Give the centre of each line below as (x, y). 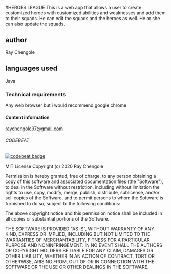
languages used (31, 69)
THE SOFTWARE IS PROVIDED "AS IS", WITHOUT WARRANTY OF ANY (80, 229)
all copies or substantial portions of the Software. (57, 219)
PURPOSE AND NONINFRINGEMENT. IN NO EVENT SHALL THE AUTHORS (84, 245)
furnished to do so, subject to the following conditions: (63, 204)
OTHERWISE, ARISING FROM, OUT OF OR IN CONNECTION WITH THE (80, 262)
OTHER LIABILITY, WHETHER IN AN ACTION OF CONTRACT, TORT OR (80, 256)
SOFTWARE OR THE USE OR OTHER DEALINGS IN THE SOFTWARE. (77, 267)
